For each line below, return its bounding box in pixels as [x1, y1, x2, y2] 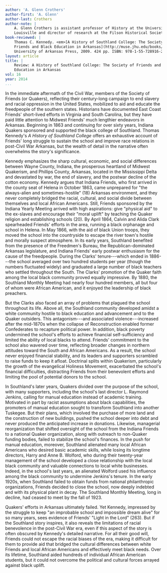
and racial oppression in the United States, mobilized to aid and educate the [5, 100, 161, 107]
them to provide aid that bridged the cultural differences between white [5, 541, 152, 547]
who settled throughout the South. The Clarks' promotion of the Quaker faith [5, 269, 162, 275]
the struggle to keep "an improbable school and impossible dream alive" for [5, 509, 160, 515]
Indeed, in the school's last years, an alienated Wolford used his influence [5, 468, 157, 474]
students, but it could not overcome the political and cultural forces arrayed [5, 557, 160, 563]
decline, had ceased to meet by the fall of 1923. [5, 494, 103, 500]
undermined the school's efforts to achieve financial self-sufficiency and [5, 331, 154, 337]
